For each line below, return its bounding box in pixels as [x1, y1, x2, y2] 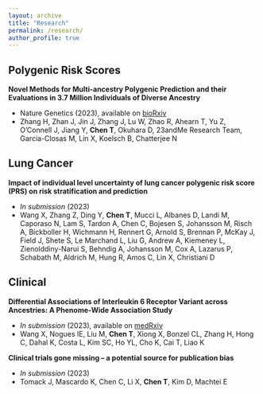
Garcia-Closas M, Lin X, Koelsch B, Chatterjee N [19, 134, 177, 143]
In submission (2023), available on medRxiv [19, 320, 163, 330]
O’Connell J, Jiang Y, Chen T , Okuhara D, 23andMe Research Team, [19, 125, 242, 135]
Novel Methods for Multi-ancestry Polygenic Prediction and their [8, 84, 227, 94]
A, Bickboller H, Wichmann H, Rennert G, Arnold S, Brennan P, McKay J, [19, 227, 256, 236]
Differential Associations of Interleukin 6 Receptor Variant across [8, 296, 228, 306]
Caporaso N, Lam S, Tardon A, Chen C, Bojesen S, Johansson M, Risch [19, 218, 253, 228]
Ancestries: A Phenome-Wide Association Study [8, 305, 173, 314]
